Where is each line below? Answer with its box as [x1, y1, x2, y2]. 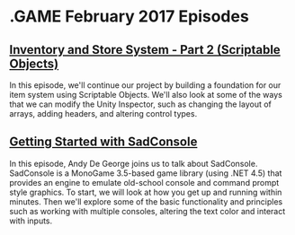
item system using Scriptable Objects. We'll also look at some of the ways [9, 90, 283, 100]
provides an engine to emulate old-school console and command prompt [9, 177, 280, 187]
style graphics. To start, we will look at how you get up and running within [9, 187, 282, 197]
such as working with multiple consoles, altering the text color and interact [9, 205, 286, 216]
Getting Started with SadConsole [9, 135, 198, 150]
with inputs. [9, 215, 53, 226]
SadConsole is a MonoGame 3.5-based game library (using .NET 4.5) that [9, 168, 282, 178]
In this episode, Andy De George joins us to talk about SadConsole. [9, 158, 258, 169]
